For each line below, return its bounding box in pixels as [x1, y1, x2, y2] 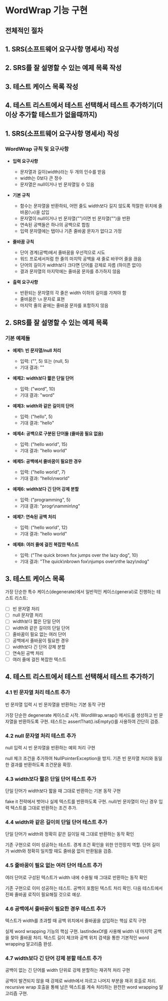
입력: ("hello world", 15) [20, 441, 68, 447]
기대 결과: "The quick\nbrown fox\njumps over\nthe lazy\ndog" [20, 558, 149, 565]
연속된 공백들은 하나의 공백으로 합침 [20, 221, 90, 227]
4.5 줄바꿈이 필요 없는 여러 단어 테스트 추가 [5, 862, 103, 869]
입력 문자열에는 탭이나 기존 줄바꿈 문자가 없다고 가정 [20, 228, 122, 234]
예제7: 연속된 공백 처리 [12, 514, 57, 520]
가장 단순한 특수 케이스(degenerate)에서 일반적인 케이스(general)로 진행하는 [5, 589, 155, 595]
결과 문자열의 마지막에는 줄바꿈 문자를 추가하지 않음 [20, 268, 121, 274]
